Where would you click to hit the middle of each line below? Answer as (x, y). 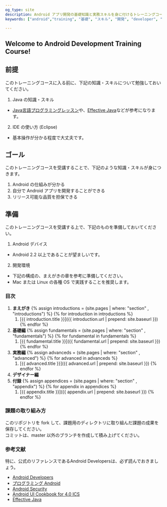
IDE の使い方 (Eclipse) (35, 127)
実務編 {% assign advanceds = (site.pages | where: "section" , (76, 352)
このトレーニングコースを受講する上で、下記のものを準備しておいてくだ (79, 227)
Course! (18, 51)
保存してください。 (25, 429)
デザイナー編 (25, 374)
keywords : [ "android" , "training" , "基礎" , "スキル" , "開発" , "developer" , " (84, 19)
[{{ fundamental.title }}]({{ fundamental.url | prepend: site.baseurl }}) (90, 341)
